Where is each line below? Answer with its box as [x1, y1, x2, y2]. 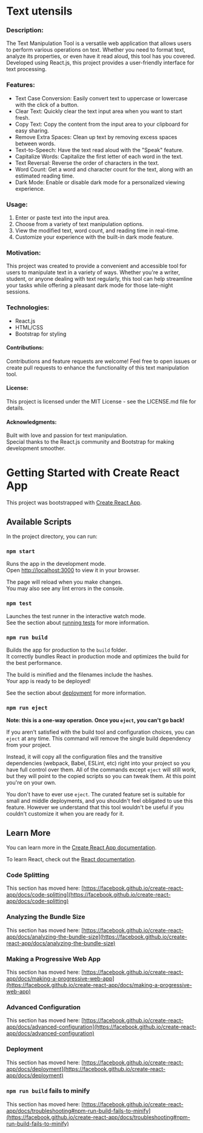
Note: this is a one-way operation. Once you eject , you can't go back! [6, 717, 185, 724]
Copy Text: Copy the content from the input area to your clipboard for [15, 120, 189, 128]
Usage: [6, 200, 28, 208]
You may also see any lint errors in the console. [6, 585, 124, 592]
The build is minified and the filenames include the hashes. [6, 670, 153, 678]
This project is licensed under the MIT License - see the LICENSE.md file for [6, 398, 196, 405]
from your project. [6, 742, 52, 749]
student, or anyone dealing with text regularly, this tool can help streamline [6, 275, 193, 283]
